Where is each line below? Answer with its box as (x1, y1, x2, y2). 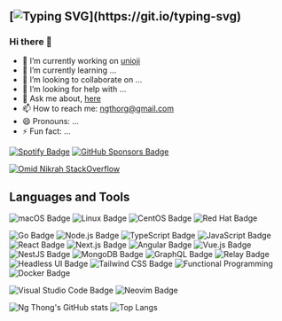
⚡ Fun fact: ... (21, 126, 71, 137)
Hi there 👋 (9, 35, 53, 48)
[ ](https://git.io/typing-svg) (9, 9, 242, 24)
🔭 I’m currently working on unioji (21, 56, 141, 67)
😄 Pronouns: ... (21, 116, 80, 127)
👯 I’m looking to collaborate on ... (21, 74, 143, 85)
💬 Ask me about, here (21, 93, 102, 104)
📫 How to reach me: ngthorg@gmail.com (21, 103, 175, 114)
